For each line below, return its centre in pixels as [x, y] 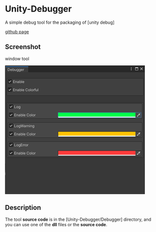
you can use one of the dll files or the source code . [56, 224]
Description [23, 208]
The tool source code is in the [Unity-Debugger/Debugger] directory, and [78, 219]
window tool [17, 59]
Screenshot [23, 47]
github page [17, 31]
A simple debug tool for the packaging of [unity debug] [60, 22]
